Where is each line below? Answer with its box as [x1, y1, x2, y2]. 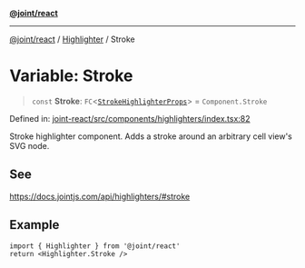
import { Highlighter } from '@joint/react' [9, 241, 181, 251]
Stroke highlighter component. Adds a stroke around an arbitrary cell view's [9, 131, 292, 142]
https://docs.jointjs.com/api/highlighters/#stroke [9, 191, 191, 202]
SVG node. [9, 140, 50, 151]
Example [9, 217, 60, 233]
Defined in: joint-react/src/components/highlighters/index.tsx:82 [9, 113, 251, 124]
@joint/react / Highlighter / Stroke [9, 34, 135, 45]
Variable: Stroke [9, 65, 133, 86]
